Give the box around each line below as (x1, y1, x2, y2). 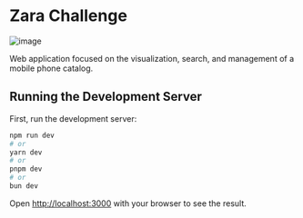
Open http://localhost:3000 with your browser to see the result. (9, 197, 247, 209)
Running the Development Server (9, 89, 202, 104)
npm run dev (9, 131, 55, 140)
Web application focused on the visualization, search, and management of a (9, 53, 295, 64)
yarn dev (9, 147, 43, 157)
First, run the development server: (9, 113, 137, 124)
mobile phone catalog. (9, 63, 94, 74)
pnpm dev (9, 164, 43, 173)
